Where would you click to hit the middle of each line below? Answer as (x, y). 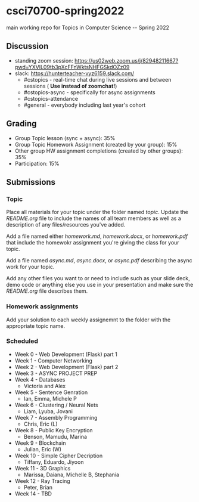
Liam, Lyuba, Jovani (48, 411)
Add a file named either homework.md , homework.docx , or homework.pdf (97, 236)
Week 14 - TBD (33, 494)
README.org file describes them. (47, 291)
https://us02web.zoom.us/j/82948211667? (126, 60)
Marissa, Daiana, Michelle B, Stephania (71, 475)
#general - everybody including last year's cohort (85, 105)
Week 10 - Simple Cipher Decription (59, 455)
